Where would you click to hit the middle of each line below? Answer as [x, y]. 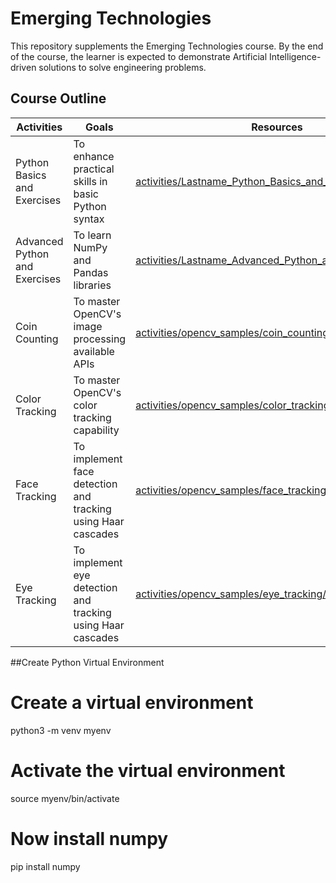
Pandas [91, 272]
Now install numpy [89, 838]
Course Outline [58, 98]
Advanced [39, 241]
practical [94, 169]
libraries [92, 285]
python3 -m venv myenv [61, 730]
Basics [31, 175]
